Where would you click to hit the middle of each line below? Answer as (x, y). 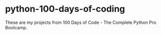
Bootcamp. (16, 27)
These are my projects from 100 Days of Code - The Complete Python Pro (81, 22)
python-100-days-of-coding (65, 9)
